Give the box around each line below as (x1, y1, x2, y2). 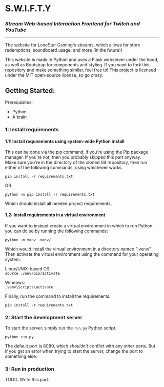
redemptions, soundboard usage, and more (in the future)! (5, 47, 123, 53)
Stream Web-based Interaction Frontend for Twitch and (5, 20, 140, 27)
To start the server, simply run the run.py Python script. (5, 325, 117, 331)
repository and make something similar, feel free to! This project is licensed (5, 67, 156, 73)
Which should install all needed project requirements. (5, 201, 112, 206)
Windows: (5, 279, 25, 285)
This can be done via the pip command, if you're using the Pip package (5, 149, 148, 155)
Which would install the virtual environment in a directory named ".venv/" (5, 246, 152, 252)
